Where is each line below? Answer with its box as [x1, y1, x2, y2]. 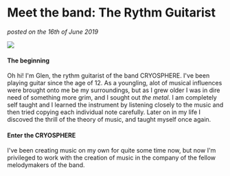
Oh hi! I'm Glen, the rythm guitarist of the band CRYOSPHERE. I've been [7, 71, 210, 80]
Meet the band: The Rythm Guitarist [7, 5, 216, 21]
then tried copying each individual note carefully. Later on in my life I [7, 108, 201, 116]
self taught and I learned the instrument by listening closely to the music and [7, 101, 224, 109]
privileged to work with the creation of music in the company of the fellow [7, 153, 216, 162]
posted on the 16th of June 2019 [7, 27, 98, 36]
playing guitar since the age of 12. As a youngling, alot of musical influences [7, 79, 222, 87]
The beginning [7, 56, 50, 65]
